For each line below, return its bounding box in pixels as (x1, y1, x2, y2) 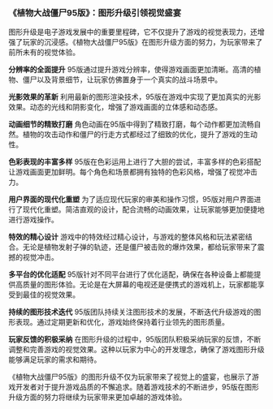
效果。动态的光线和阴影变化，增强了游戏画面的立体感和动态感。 (8, 102, 222, 112)
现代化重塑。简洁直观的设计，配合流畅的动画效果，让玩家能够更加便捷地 (22, 204, 265, 214)
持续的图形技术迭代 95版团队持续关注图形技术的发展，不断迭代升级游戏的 (8, 307, 254, 317)
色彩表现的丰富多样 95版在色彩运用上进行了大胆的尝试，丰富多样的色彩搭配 (8, 157, 262, 167)
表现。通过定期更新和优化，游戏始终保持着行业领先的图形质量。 (15, 317, 229, 327)
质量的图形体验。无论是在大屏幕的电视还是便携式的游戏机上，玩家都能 (22, 280, 258, 290)
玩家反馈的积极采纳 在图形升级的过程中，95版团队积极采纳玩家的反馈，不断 (8, 334, 262, 344)
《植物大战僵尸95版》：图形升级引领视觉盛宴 (8, 6, 181, 18)
